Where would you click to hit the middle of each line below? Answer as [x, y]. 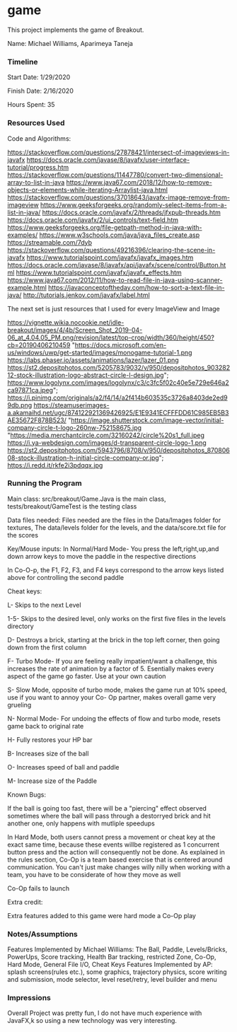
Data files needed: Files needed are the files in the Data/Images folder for [114, 520]
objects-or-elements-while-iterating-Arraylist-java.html [88, 190]
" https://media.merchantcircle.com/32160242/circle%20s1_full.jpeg [106, 435]
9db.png [20, 405]
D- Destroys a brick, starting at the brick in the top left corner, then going [114, 639]
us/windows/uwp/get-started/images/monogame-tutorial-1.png [100, 352]
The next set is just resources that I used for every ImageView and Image [114, 308]
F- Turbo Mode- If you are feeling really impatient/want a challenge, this [112, 661]
